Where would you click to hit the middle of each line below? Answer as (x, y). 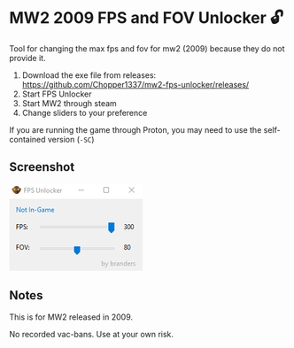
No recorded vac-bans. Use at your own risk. (92, 334)
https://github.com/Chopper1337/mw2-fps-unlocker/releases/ (135, 84)
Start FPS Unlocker (57, 94)
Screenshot (42, 167)
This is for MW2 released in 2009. (71, 317)
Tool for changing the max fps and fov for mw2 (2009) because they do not (147, 48)
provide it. (27, 58)
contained (27, 139)
